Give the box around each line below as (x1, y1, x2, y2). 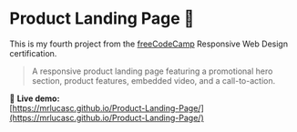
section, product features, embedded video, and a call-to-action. (31, 75, 276, 86)
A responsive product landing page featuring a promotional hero (31, 66, 273, 76)
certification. (9, 47, 57, 58)
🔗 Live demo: (9, 93, 60, 104)
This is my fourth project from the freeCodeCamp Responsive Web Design (9, 38, 289, 49)
